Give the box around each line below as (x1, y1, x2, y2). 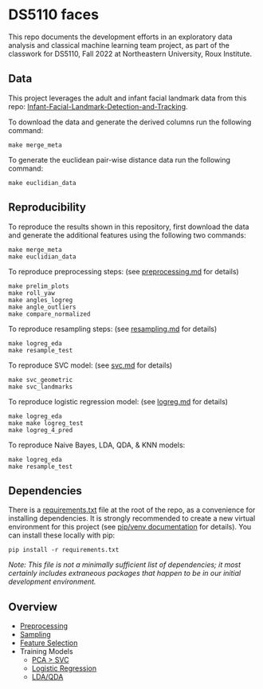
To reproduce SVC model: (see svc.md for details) (8, 360, 173, 370)
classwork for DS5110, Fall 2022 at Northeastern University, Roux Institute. (8, 49, 253, 58)
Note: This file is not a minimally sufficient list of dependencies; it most (8, 560, 241, 569)
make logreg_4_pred (8, 426, 73, 434)
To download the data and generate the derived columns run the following (8, 117, 252, 127)
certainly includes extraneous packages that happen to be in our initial (8, 569, 241, 578)
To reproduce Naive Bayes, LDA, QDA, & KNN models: (8, 440, 186, 450)
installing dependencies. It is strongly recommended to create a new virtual (8, 514, 256, 523)
